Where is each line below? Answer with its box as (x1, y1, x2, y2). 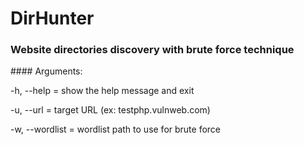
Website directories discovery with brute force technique (10, 43, 295, 57)
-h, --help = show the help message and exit (10, 85, 195, 97)
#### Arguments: (10, 65, 83, 77)
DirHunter (10, 7, 95, 30)
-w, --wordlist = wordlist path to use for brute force (10, 123, 222, 136)
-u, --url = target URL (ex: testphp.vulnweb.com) (10, 104, 211, 116)
